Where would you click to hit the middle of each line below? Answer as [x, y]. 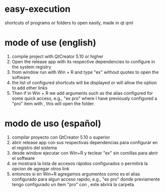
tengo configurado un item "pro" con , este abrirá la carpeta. [73, 184]
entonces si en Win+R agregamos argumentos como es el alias [76, 174]
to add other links [30, 88]
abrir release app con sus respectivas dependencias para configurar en [85, 142]
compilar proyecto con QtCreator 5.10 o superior [61, 137]
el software [23, 158]
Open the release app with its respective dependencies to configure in [83, 61]
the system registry [31, 67]
